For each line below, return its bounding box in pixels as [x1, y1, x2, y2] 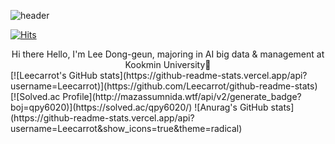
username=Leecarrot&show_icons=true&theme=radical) [10, 123, 243, 134]
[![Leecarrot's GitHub [10, 70, 98, 81]
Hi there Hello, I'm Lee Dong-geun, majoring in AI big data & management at [11, 48, 325, 60]
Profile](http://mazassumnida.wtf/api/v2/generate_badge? [62, 91, 302, 102]
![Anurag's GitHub [194, 101, 269, 113]
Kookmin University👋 [124, 59, 212, 70]
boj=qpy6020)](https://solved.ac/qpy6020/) [10, 101, 193, 113]
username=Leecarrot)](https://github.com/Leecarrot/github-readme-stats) [10, 80, 318, 92]
